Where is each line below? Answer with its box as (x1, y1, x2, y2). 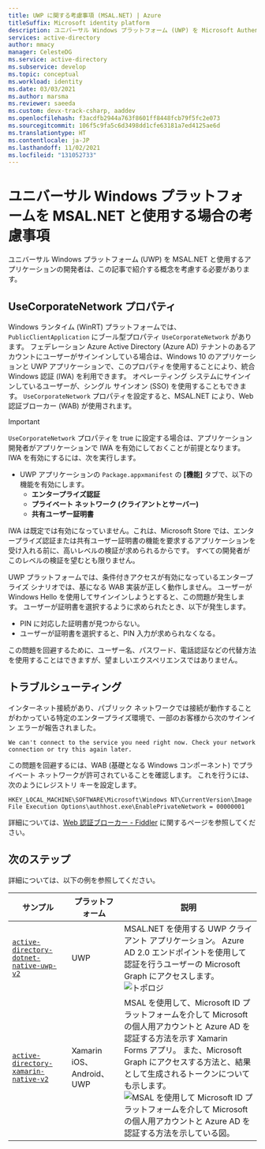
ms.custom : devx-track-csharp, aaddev (8, 107, 136, 115)
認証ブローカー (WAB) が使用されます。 (8, 401, 136, 411)
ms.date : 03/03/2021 (8, 84, 77, 93)
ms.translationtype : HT (8, 129, 87, 137)
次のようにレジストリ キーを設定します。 (8, 779, 141, 790)
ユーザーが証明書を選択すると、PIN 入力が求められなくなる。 (19, 629, 220, 638)
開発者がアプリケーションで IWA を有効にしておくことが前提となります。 (8, 443, 245, 452)
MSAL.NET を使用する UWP (123, 923, 227, 934)
